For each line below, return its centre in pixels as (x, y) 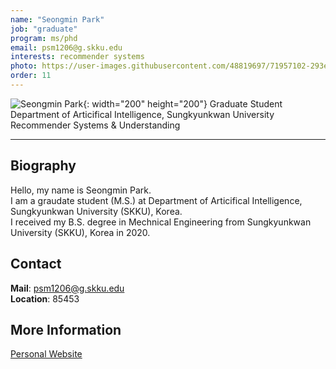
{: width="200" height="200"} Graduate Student (183, 103)
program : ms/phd (44, 38)
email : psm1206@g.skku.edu (66, 47)
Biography (43, 166)
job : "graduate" (44, 29)
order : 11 (31, 76)
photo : (24, 66)
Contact (36, 264)
